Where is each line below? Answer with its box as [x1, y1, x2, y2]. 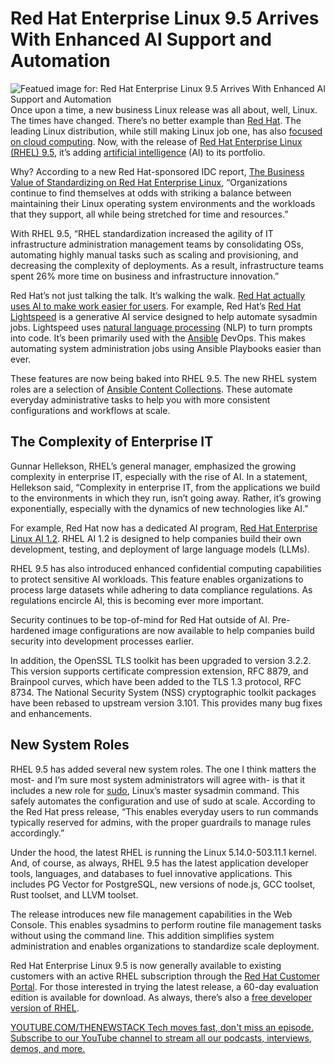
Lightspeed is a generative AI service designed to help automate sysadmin [10, 310, 318, 322]
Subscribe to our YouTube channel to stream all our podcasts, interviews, [10, 1032, 313, 1044]
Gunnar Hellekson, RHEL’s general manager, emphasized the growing [10, 460, 297, 472]
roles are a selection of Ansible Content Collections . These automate [10, 383, 293, 395]
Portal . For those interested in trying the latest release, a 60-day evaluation [10, 980, 319, 992]
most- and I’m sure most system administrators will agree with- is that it [10, 773, 306, 786]
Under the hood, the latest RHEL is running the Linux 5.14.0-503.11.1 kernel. [10, 846, 317, 858]
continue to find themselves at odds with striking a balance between [10, 187, 292, 199]
